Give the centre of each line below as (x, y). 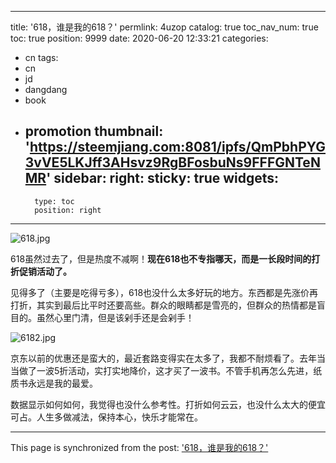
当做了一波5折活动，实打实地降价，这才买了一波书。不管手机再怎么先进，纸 (166, 370)
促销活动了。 (45, 271)
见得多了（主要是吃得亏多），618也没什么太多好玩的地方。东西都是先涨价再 (164, 292)
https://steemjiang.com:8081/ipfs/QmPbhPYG (177, 147)
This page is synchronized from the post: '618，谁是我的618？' (139, 447)
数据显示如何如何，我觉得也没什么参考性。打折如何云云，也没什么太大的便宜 (168, 404)
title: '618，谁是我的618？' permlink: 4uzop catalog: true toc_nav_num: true (164, 27)
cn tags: (41, 57)
